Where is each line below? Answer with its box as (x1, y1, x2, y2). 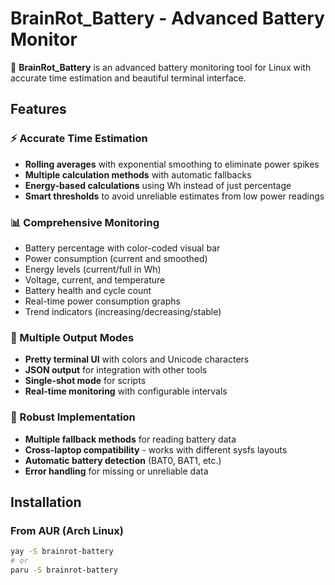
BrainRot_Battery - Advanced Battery (10, 7, 325, 30)
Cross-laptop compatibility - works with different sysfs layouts (24, 443, 288, 456)
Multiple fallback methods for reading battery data (24, 433, 237, 445)
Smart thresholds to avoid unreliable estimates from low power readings (24, 190, 325, 202)
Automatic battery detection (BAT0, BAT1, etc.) (24, 454, 222, 466)
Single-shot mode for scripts (24, 375, 147, 387)
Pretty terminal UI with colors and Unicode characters (24, 353, 250, 366)
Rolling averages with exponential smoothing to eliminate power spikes (24, 158, 320, 170)
